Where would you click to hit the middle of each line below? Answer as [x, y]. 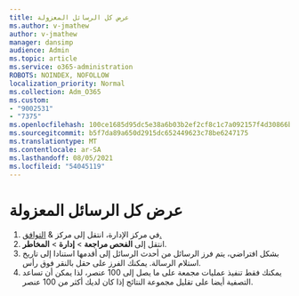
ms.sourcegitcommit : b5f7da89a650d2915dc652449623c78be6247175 [129, 133]
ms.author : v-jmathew [49, 26]
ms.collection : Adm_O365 [55, 92]
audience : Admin [39, 51]
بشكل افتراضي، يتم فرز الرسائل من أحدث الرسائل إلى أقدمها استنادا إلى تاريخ [150, 253]
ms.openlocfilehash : [48, 125]
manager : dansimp [41, 42]
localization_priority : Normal [67, 84]
